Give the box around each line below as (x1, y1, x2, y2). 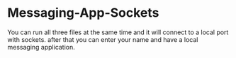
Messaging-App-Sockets (7, 5, 159, 21)
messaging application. (7, 43, 76, 51)
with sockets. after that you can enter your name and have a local (7, 35, 198, 43)
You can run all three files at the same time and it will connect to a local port (7, 28, 229, 36)
